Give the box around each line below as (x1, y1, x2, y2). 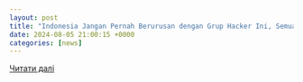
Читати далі (9, 63, 55, 74)
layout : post (9, 13, 59, 23)
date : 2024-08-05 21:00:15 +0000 (9, 30, 135, 39)
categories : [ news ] (9, 38, 83, 48)
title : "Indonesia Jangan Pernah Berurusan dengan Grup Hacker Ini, (9, 22, 272, 31)
